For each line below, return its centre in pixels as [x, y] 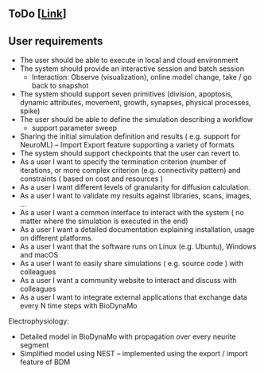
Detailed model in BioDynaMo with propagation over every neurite [128, 337]
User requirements [56, 41]
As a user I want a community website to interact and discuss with [128, 281]
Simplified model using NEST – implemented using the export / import [134, 354]
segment [34, 345]
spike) [30, 111]
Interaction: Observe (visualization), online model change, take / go [142, 77]
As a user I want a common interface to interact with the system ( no [132, 213]
